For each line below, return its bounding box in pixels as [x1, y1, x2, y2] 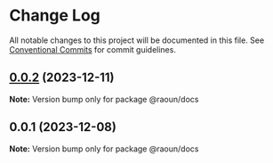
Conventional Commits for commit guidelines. [9, 44, 176, 54]
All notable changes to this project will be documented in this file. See [9, 35, 265, 45]
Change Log [9, 5, 100, 26]
